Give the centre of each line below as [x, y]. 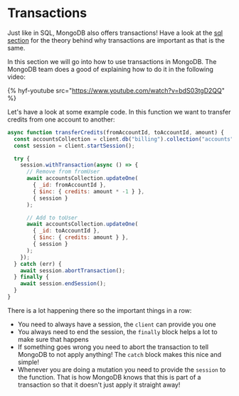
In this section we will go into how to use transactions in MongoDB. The [112, 61]
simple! [28, 362]
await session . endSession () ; [63, 284]
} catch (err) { [38, 264]
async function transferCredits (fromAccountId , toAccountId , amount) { [116, 132]
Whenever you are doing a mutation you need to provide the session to [122, 369]
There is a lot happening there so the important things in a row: [100, 310]
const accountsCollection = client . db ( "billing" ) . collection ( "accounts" [124, 139]
